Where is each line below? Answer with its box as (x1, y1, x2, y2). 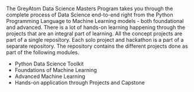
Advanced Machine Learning (14, 73, 86, 80)
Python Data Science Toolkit (14, 60, 84, 67)
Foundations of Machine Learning (14, 67, 97, 73)
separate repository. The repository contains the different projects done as (6, 42, 188, 50)
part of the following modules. (6, 49, 80, 55)
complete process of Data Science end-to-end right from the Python (6, 11, 173, 18)
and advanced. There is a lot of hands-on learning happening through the (6, 24, 185, 31)
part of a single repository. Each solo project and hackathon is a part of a (6, 37, 184, 43)
